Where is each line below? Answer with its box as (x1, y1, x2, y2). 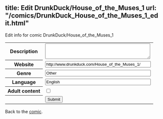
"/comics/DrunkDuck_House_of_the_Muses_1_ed (5, 12, 159, 20)
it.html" (5, 19, 29, 27)
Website (14, 61, 34, 68)
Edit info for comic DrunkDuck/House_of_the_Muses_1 (5, 32, 114, 38)
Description (10, 48, 38, 55)
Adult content (7, 88, 41, 95)
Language (12, 79, 36, 86)
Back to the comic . (5, 108, 43, 114)
